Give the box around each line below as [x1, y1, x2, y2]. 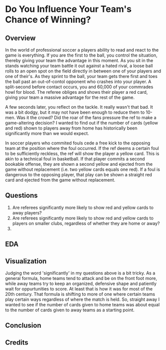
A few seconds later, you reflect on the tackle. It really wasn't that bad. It [5, 104, 153, 110]
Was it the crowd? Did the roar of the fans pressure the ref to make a [16, 115, 157, 120]
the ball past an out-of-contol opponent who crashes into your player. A [5, 78, 152, 84]
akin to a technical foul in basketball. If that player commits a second [5, 156, 145, 162]
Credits [5, 338, 29, 347]
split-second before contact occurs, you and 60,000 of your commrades [5, 84, 154, 90]
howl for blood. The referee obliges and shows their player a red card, [5, 89, 148, 95]
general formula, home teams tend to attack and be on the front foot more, [5, 276, 158, 281]
